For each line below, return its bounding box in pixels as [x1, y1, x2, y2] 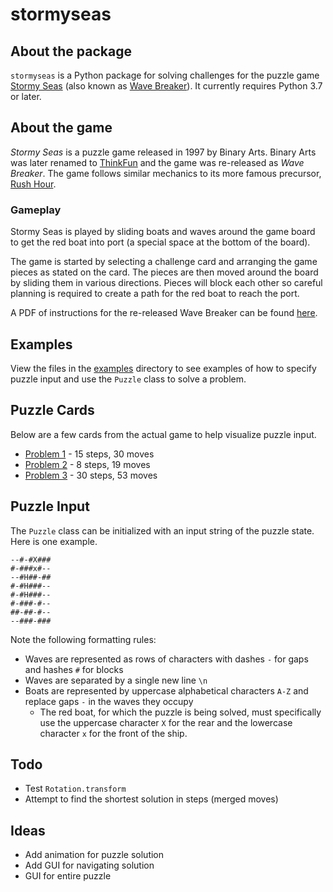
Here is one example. [10, 535, 98, 547]
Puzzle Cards [10, 402, 95, 419]
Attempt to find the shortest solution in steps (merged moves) [24, 793, 279, 805]
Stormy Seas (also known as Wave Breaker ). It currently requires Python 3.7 [10, 80, 323, 92]
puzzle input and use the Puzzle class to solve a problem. [10, 373, 247, 385]
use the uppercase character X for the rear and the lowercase [39, 716, 293, 728]
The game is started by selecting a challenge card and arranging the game [10, 256, 318, 268]
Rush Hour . [10, 178, 57, 190]
